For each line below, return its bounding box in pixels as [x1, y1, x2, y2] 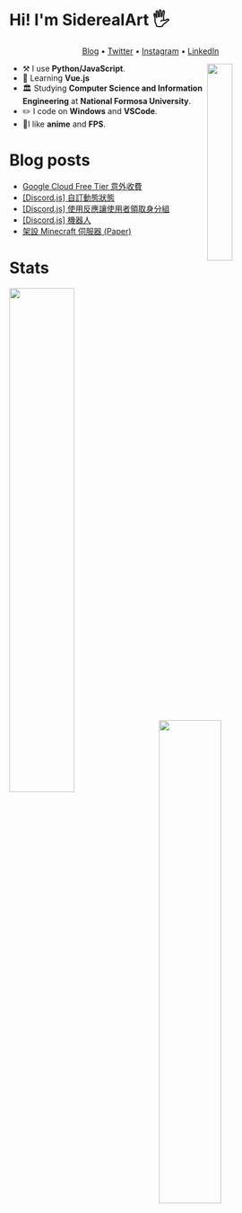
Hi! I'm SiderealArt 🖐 [9, 10, 170, 31]
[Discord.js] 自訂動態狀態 [22, 192, 115, 203]
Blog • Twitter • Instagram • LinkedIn [82, 45, 220, 57]
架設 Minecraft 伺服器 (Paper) [22, 225, 132, 236]
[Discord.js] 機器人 [22, 215, 91, 225]
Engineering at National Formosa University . [22, 95, 192, 106]
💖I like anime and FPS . [22, 119, 106, 129]
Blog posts [9, 150, 91, 171]
